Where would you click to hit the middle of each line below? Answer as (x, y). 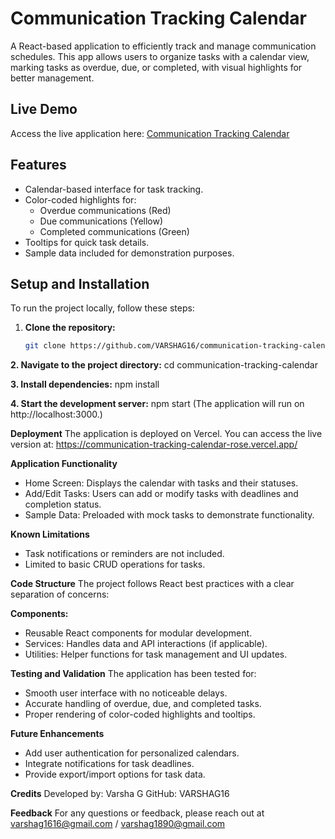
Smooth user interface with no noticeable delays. (126, 693)
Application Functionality (64, 464)
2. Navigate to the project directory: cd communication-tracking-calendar (164, 365)
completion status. (63, 504)
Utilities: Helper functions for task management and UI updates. (156, 654)
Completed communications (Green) (114, 231)
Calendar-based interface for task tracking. (114, 189)
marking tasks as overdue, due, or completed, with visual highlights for (156, 67)
